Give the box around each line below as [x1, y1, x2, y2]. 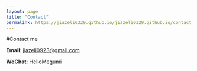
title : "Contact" [6, 14, 49, 20]
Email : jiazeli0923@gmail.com [6, 47, 80, 54]
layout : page [6, 8, 38, 15]
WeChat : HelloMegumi [6, 58, 62, 65]
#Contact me [6, 36, 38, 43]
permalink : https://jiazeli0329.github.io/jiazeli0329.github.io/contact [6, 19, 192, 25]
